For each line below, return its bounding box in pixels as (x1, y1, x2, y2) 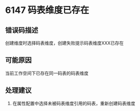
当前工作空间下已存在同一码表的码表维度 (5, 70, 88, 76)
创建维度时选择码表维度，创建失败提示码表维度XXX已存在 (5, 40, 124, 46)
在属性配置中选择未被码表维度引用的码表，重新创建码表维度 (12, 100, 135, 106)
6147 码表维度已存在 (5, 4, 89, 16)
